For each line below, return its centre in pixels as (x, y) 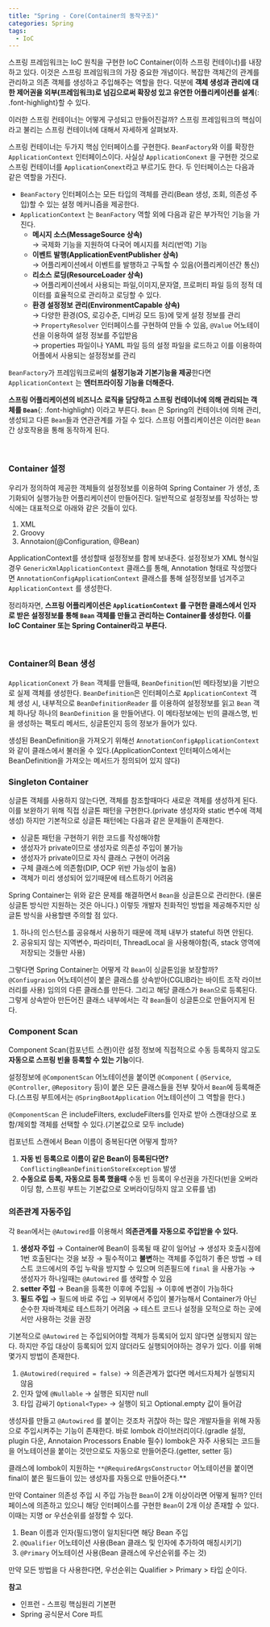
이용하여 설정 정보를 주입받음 (93, 335)
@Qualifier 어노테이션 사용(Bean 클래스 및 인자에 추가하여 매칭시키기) (131, 1542)
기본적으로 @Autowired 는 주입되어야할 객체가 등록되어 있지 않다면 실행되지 (125, 1336)
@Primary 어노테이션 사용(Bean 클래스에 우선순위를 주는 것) (113, 1552)
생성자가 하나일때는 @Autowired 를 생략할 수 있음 (96, 1278)
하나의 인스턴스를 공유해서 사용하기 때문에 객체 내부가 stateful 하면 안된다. (137, 933)
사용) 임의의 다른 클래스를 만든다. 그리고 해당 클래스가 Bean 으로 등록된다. (143, 990)
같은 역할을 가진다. (37, 177)
